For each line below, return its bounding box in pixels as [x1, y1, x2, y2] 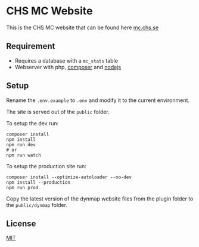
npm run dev [6, 141, 36, 147]
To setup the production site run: [6, 162, 86, 169]
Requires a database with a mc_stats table [14, 57, 118, 64]
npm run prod [6, 184, 39, 190]
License [6, 218, 36, 229]
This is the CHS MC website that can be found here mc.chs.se [6, 24, 159, 31]
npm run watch [6, 152, 42, 158]
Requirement [6, 41, 55, 51]
